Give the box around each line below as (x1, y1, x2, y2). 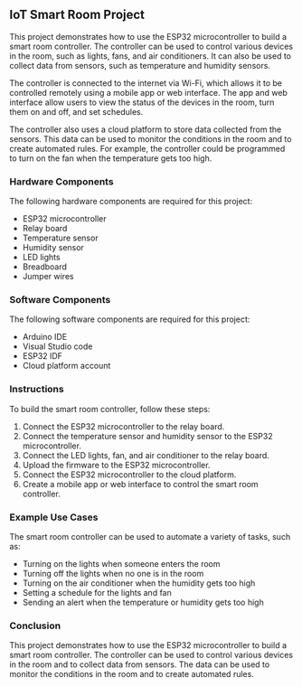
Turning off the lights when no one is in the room (22, 569, 204, 579)
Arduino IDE (22, 332, 68, 343)
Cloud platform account (22, 361, 111, 372)
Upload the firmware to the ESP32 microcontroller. (22, 459, 211, 470)
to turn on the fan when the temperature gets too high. (9, 153, 212, 164)
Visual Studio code (22, 341, 93, 352)
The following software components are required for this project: (9, 314, 250, 325)
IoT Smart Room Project (9, 7, 146, 23)
